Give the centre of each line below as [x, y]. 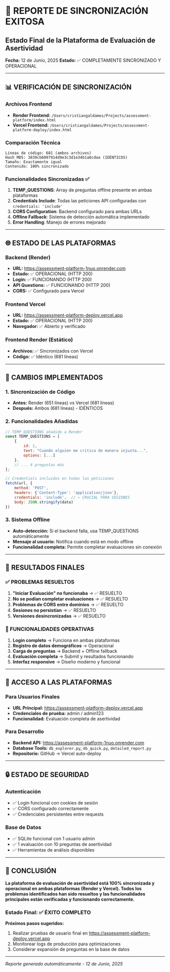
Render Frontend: [31, 115]
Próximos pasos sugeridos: [35, 923]
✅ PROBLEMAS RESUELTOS [40, 582]
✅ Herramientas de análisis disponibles [53, 850]
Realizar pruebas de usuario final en [50, 933]
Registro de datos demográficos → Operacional [63, 646]
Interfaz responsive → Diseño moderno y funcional [66, 662]
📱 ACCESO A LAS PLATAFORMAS [59, 682]
